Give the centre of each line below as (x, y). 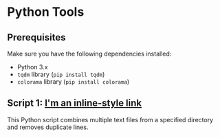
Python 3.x (32, 67)
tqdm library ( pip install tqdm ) (61, 74)
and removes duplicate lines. (48, 127)
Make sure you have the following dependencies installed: (89, 54)
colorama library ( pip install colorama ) (73, 82)
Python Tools (46, 12)
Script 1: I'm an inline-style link (75, 103)
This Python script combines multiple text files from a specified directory (110, 119)
